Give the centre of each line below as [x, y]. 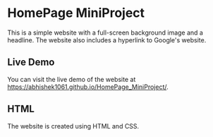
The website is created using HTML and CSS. [73, 126]
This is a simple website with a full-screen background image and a [105, 32]
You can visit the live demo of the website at [72, 79]
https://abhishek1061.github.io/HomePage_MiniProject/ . [88, 87]
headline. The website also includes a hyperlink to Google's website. [107, 40]
